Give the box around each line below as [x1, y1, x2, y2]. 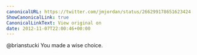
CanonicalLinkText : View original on [6, 20, 102, 26]
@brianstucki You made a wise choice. [6, 42, 103, 49]
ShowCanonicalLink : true [6, 14, 69, 20]
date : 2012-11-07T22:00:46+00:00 [6, 25, 91, 32]
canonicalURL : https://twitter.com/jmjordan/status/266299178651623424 [6, 8, 191, 15]
